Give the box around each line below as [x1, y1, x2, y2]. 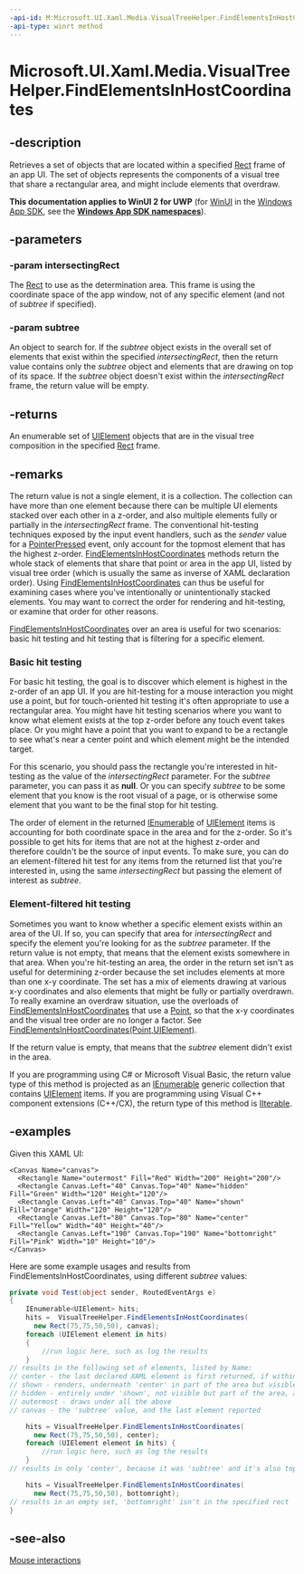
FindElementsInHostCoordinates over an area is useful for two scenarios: [9, 624, 282, 635]
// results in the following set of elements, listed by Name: [9, 1364, 253, 1373]
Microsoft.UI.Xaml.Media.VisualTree [9, 61, 291, 82]
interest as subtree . [9, 875, 81, 886]
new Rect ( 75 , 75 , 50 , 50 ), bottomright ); [33, 1489, 180, 1498]
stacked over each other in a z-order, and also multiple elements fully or [9, 510, 278, 521]
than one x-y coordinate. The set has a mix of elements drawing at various [9, 975, 287, 987]
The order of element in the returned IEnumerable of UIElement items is [9, 817, 276, 829]
